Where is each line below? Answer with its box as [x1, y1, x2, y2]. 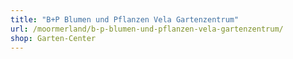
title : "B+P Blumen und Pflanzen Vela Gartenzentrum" [10, 14, 240, 25]
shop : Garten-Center [10, 33, 97, 43]
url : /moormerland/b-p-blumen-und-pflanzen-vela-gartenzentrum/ [10, 24, 284, 34]
